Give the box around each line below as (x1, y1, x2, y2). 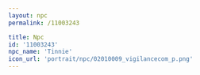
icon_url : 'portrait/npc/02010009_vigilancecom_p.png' (8, 55, 194, 63)
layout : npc (8, 11, 48, 20)
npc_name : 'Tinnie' (8, 48, 73, 56)
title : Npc (8, 33, 44, 41)
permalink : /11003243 (8, 19, 80, 27)
